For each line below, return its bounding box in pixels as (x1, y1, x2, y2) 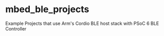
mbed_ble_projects (5, 4, 89, 15)
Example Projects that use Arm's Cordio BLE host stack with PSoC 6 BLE (5, 20, 159, 26)
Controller (5, 25, 27, 31)
